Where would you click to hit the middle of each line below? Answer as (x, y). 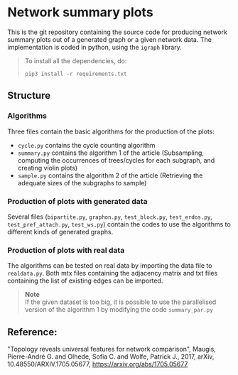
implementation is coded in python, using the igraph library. (95, 47)
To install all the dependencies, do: (76, 60)
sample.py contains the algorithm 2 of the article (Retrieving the (110, 175)
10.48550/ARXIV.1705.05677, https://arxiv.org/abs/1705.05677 (98, 364)
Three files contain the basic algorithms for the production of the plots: (111, 131)
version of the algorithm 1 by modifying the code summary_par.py (119, 310)
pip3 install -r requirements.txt (76, 74)
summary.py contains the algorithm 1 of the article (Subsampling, (111, 153)
